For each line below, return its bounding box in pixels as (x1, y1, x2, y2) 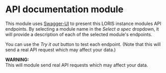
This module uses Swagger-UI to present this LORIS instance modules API (5, 20, 162, 27)
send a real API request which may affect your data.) (5, 46, 116, 53)
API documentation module (5, 4, 124, 15)
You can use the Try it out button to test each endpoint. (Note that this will (5, 41, 161, 47)
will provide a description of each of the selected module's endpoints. (5, 31, 152, 37)
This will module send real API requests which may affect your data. (5, 62, 148, 68)
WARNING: (5, 56, 29, 62)
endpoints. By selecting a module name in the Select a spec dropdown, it (5, 26, 159, 32)
